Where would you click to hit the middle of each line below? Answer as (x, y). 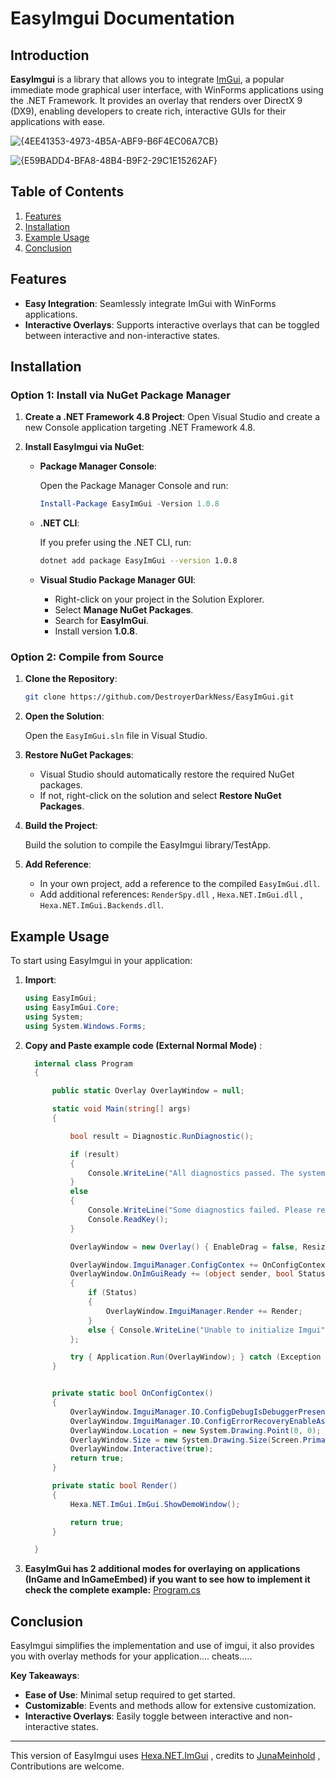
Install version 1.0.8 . (96, 631)
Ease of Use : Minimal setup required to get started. (130, 1695)
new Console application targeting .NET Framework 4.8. (140, 428)
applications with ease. (58, 121)
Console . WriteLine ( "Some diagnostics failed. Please (200, 1210)
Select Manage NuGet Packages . (124, 610)
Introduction (50, 55)
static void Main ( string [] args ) (121, 1109)
